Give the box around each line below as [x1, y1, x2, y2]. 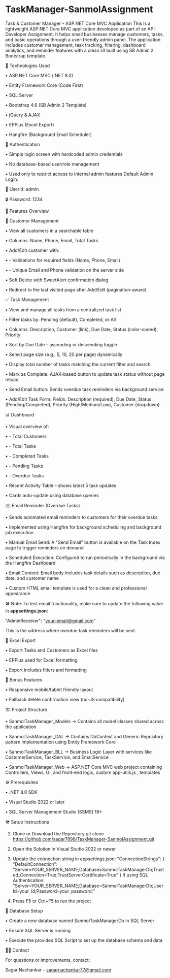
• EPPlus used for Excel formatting [5, 657, 78, 663]
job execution [5, 529, 34, 535]
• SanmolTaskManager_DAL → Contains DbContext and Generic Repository [5, 733, 163, 739]
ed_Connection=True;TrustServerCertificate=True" [12, 872, 119, 878]
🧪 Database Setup [5, 907, 43, 914]
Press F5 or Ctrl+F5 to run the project [12, 898, 91, 904]
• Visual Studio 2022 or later [5, 799, 65, 805]
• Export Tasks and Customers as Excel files [5, 647, 98, 653]
